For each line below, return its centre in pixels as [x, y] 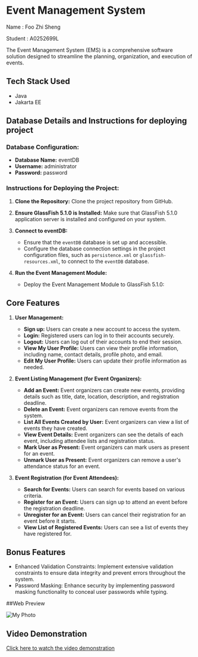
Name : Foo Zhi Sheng [33, 27]
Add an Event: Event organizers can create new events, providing [104, 390]
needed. [34, 367]
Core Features [33, 303]
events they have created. [55, 428]
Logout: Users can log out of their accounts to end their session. [103, 342]
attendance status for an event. [62, 466]
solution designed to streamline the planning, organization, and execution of [99, 56]
